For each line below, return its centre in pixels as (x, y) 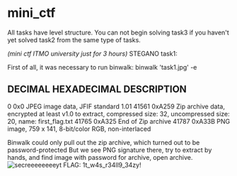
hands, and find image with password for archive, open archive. (100, 157)
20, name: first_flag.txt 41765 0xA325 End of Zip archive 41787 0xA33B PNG (119, 121)
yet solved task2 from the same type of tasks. (74, 39)
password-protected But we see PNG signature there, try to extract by (110, 150)
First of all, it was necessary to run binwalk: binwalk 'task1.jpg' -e (102, 67)
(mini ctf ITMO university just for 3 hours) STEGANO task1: (93, 54)
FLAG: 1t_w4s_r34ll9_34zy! (102, 165)
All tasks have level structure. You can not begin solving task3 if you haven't (118, 32)
